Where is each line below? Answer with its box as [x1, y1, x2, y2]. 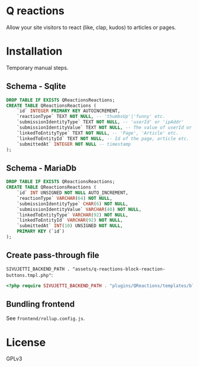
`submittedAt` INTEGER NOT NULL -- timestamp [17, 141, 131, 147]
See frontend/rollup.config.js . [6, 315, 85, 322]
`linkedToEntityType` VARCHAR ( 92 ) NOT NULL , [17, 212, 129, 218]
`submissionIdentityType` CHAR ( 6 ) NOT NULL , [17, 200, 129, 207]
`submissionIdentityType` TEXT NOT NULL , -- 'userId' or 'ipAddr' [17, 119, 184, 125]
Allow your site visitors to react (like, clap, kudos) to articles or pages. [6, 24, 176, 31]
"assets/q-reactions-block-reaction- [72, 266, 166, 272]
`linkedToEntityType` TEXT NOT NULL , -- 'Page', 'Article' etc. [17, 130, 179, 136]
